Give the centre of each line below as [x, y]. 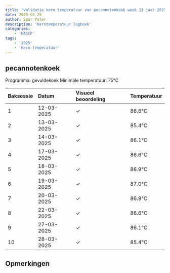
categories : [18, 29]
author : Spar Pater [26, 19]
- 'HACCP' [25, 33]
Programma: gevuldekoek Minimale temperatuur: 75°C [62, 80]
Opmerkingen [27, 264]
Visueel [85, 93]
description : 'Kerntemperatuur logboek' [49, 24]
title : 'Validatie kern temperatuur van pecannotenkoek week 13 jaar [80, 10]
